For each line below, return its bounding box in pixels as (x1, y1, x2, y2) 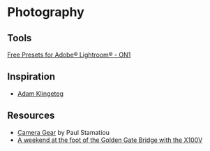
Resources (7, 110, 55, 122)
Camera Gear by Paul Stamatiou (17, 128, 110, 136)
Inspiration (7, 71, 56, 82)
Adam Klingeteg (17, 89, 64, 98)
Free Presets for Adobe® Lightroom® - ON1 (7, 50, 131, 59)
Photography (7, 4, 85, 20)
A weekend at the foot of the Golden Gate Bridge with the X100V (17, 136, 203, 144)
